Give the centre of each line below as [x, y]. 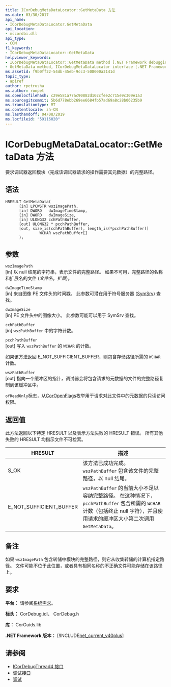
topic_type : [18, 77]
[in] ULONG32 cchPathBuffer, [50, 219]
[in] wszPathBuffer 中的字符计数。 [40, 331]
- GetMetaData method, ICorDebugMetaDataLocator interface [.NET [76, 67]
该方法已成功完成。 [106, 463]
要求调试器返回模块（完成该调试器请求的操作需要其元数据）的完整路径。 [81, 172]
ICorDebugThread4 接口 [38, 666]
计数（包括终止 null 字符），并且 [120, 511]
